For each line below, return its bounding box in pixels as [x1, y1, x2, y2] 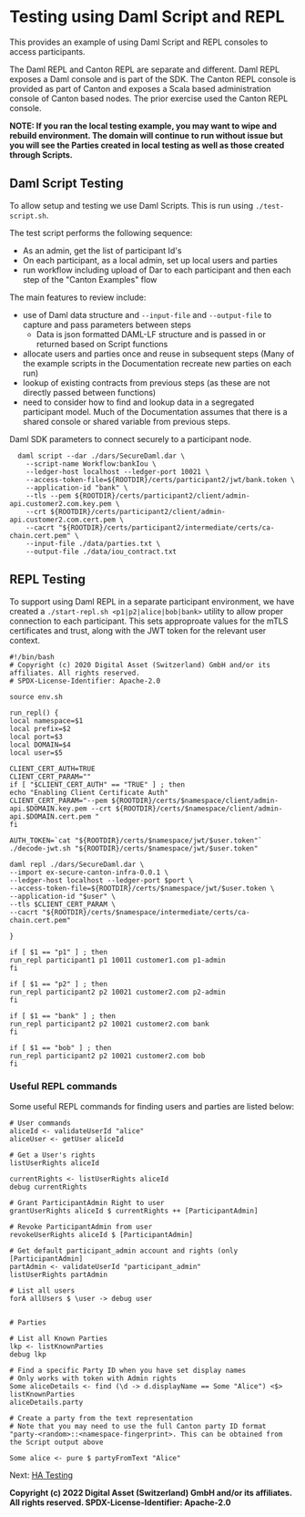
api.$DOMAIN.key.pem [9, 804, 88, 813]
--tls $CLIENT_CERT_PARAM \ [9, 900, 117, 909]
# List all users [9, 1285, 76, 1295]
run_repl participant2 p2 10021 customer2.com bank [9, 1019, 209, 1028]
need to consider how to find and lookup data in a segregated [22, 397, 255, 408]
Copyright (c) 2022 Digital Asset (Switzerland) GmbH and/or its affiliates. [9, 1487, 293, 1498]
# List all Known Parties [9, 1334, 107, 1343]
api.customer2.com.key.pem [9, 499, 112, 508]
